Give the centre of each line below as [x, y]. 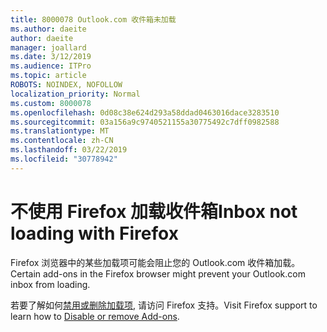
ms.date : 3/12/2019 [51, 57]
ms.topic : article [48, 76]
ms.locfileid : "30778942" [64, 159]
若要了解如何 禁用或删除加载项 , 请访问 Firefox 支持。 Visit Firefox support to [164, 305]
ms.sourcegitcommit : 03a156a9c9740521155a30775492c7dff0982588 [145, 122]
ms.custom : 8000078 [51, 103]
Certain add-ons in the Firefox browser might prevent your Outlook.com [158, 273]
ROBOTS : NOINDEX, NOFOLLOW [66, 85]
